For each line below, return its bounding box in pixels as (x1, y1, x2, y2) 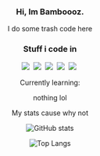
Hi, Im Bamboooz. (16, 6, 84, 17)
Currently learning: (20, 78, 80, 87)
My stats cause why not (11, 108, 89, 118)
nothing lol (33, 93, 67, 102)
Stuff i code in (23, 44, 77, 55)
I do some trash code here (7, 24, 93, 34)
